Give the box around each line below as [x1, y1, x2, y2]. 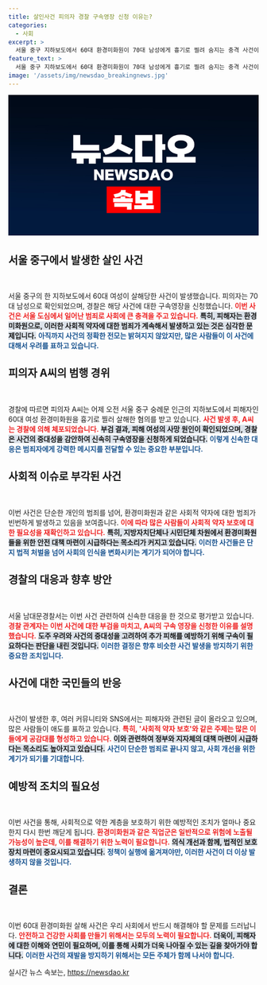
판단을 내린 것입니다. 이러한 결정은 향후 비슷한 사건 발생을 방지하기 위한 [35, 641, 253, 650]
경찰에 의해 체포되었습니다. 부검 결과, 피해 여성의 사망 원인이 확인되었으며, [16, 424, 243, 433]
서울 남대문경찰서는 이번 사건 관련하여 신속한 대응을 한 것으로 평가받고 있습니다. [8, 611, 254, 620]
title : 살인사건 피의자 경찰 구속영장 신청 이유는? [8, 13, 153, 21]
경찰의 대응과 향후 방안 [8, 573, 113, 587]
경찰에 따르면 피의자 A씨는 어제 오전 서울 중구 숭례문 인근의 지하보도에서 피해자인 [8, 404, 259, 413]
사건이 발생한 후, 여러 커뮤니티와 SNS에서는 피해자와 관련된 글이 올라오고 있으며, [8, 714, 257, 723]
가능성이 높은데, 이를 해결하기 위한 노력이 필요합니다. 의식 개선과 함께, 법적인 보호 [8, 837, 258, 847]
